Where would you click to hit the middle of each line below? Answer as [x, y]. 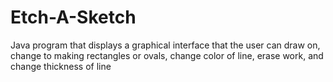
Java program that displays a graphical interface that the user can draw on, [165, 45]
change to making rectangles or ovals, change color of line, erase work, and [167, 55]
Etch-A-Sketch [73, 17]
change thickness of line [61, 66]
